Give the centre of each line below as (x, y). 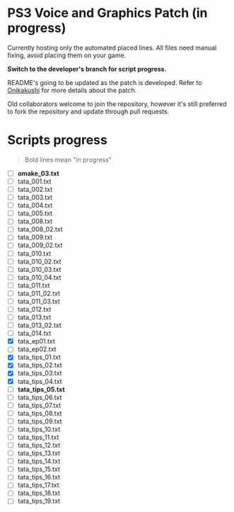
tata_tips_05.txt (41, 389)
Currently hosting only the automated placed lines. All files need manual (112, 47)
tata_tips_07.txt (39, 405)
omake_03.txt (38, 173)
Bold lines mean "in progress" (68, 159)
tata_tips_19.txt (39, 501)
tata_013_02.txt (39, 325)
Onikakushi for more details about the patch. (72, 90)
